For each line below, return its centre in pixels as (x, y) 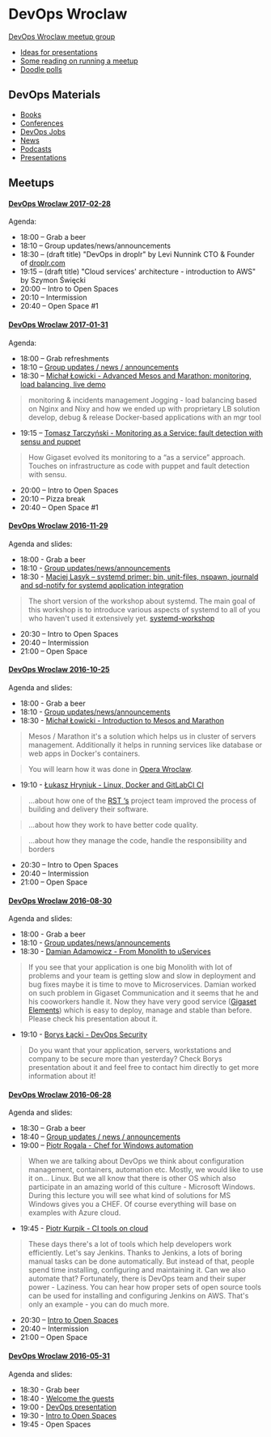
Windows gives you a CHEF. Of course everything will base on (132, 1205)
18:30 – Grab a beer (53, 1128)
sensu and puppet (50, 441)
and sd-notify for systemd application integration (102, 585)
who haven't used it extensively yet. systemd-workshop (121, 618)
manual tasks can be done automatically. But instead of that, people (141, 1261)
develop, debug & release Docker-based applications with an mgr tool (144, 417)
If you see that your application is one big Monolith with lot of (130, 967)
